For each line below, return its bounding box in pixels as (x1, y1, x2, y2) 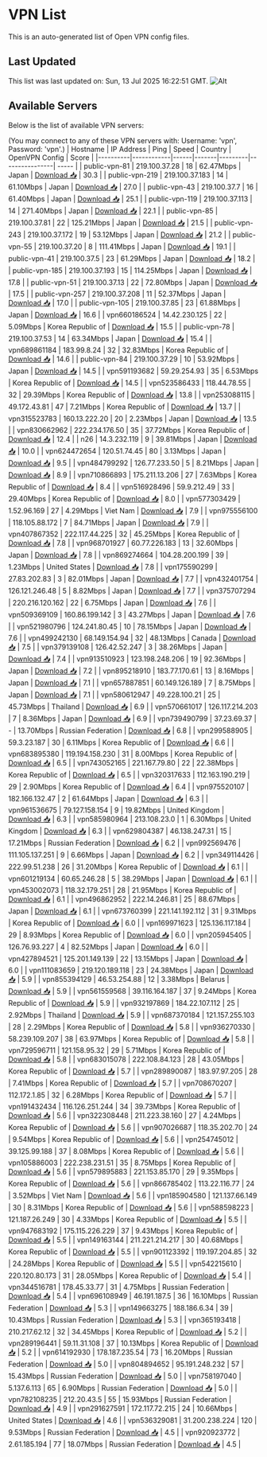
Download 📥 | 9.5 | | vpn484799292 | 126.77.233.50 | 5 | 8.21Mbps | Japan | (8, 458, 259, 467)
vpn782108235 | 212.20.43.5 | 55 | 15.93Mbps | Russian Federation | (8, 1394, 232, 1404)
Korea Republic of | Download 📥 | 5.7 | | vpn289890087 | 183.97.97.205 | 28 (8, 1066, 258, 1076)
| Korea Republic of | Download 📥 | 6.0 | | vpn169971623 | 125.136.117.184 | (8, 917, 251, 928)
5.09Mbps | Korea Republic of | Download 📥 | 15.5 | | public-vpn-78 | (8, 321, 234, 331)
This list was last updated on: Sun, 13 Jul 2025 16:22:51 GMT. (8, 76, 209, 85)
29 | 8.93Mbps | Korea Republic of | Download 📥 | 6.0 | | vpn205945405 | (8, 929, 252, 940)
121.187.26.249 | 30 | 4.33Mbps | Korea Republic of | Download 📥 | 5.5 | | (8, 1214, 247, 1224)
